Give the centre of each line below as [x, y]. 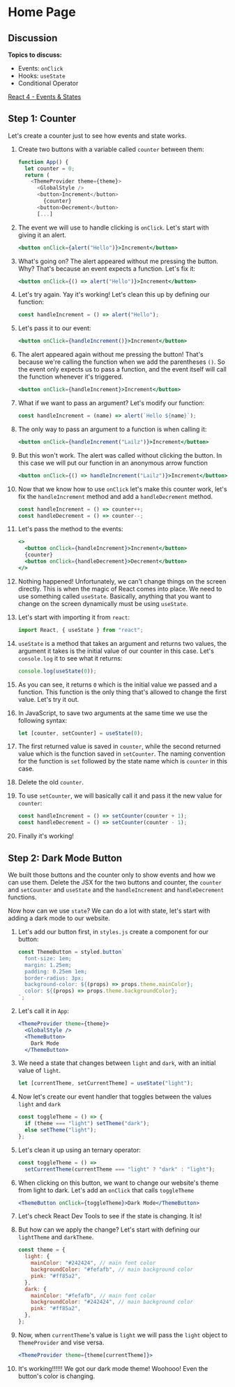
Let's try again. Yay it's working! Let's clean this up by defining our [114, 295]
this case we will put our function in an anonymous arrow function [113, 463]
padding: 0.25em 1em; [56, 971]
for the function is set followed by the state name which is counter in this [122, 761]
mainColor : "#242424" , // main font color [93, 1263]
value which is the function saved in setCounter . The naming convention [122, 754]
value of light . [39, 1071]
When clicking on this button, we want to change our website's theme [118, 1183]
